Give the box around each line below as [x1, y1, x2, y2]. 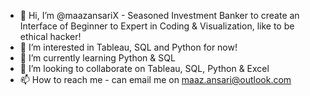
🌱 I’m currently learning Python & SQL [19, 52, 176, 64]
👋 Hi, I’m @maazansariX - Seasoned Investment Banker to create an [19, 10, 300, 21]
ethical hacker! [19, 31, 82, 42]
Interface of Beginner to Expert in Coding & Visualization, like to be [19, 20, 295, 32]
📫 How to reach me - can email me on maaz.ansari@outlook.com [19, 74, 292, 85]
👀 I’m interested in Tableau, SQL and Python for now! [19, 41, 238, 53]
